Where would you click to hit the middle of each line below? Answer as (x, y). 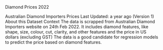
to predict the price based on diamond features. (54, 42)
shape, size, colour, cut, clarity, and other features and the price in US (76, 32)
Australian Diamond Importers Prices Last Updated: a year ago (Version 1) (80, 16)
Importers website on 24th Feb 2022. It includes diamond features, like (77, 27)
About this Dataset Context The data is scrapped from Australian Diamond (80, 22)
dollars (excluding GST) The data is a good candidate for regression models (82, 37)
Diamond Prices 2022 (27, 7)
